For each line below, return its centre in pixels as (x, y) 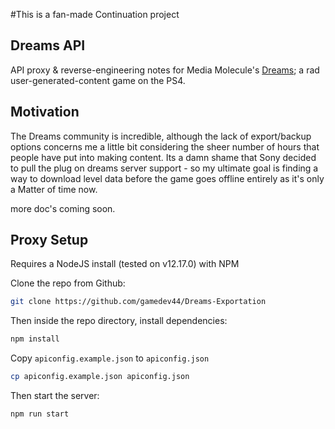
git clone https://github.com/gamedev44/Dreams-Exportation (138, 302)
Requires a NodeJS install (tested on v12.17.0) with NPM (125, 264)
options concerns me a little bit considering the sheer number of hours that (165, 146)
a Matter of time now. (54, 189)
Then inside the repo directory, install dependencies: (119, 321)
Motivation (45, 112)
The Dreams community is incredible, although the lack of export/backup (161, 136)
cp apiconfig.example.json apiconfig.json (100, 377)
